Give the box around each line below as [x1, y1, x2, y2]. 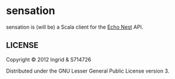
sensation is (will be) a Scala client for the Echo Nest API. [6, 23, 143, 30]
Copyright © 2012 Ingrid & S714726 [6, 56, 92, 63]
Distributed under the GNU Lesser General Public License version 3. [6, 67, 170, 74]
